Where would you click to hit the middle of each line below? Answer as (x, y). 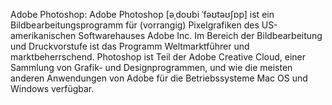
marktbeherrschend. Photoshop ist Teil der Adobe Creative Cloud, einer (158, 57)
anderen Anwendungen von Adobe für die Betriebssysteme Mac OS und (159, 78)
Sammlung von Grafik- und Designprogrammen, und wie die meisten (151, 67)
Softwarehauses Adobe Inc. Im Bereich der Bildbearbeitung (200, 35)
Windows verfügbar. (52, 88)
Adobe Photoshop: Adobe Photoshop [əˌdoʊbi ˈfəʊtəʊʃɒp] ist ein (142, 14)
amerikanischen (43, 35)
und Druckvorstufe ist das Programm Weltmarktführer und (130, 46)
